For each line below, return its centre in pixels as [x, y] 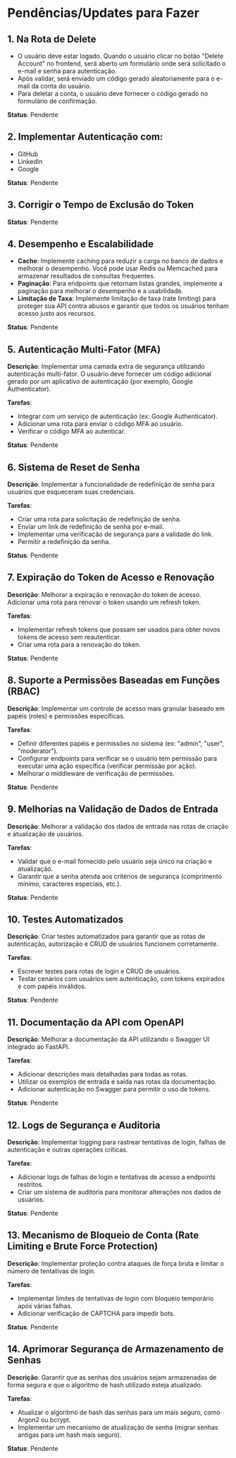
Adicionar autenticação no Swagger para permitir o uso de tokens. [114, 1089]
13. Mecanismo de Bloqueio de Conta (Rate [103, 1235]
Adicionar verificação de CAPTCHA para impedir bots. [96, 1313]
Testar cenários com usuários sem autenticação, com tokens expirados [121, 979]
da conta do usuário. [61, 86]
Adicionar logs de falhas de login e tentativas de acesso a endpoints [117, 1177]
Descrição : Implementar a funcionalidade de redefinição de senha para [111, 485]
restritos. [31, 1184]
